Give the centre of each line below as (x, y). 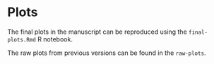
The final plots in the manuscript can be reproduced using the (97, 32)
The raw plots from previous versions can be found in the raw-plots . (107, 53)
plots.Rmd (22, 39)
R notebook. (55, 39)
